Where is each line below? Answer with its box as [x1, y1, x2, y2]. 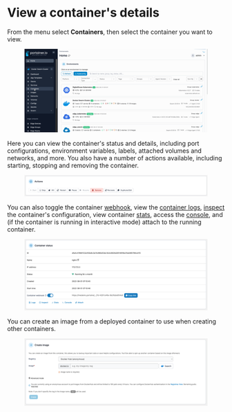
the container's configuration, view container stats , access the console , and [7, 211, 223, 219]
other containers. [7, 324, 57, 333]
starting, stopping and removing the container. [7, 161, 139, 169]
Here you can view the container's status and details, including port [7, 139, 200, 147]
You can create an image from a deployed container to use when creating [7, 317, 216, 326]
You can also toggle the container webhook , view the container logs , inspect [7, 203, 225, 212]
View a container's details [7, 5, 160, 21]
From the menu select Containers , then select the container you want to [7, 28, 213, 36]
